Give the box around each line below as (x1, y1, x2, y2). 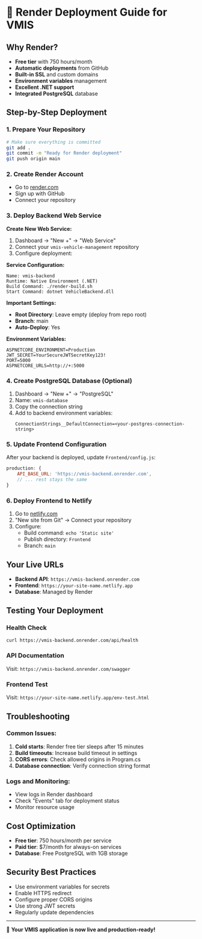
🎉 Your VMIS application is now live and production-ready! (6, 926, 156, 933)
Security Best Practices (6, 867, 97, 877)
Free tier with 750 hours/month (14, 58, 93, 65)
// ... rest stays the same (17, 477, 87, 483)
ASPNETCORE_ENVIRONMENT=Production (6, 347, 96, 353)
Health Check (6, 623, 47, 632)
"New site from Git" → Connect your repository (14, 516, 132, 524)
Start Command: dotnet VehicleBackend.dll (6, 289, 114, 295)
